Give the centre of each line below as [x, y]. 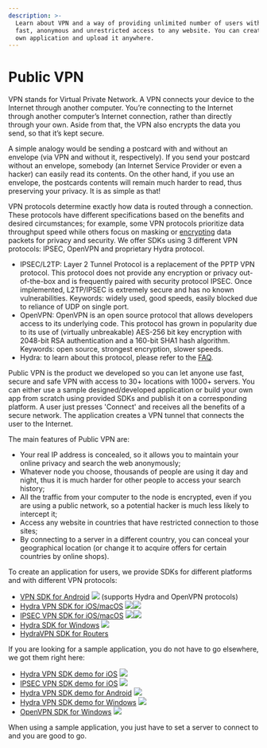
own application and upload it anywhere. [85, 38]
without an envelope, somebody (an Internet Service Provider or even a [125, 166]
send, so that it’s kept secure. [56, 133]
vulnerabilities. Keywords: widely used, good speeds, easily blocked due [139, 298]
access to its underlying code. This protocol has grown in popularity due [138, 324]
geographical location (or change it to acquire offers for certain [123, 548]
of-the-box [38, 281]
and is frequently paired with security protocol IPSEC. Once [155, 281]
